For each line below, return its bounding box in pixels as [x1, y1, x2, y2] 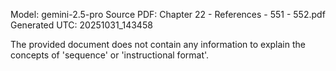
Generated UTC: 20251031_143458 [10, 19, 153, 31]
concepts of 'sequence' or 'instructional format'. [10, 49, 210, 61]
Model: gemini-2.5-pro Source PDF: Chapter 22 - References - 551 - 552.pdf [10, 9, 326, 20]
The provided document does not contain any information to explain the [10, 39, 306, 50]
